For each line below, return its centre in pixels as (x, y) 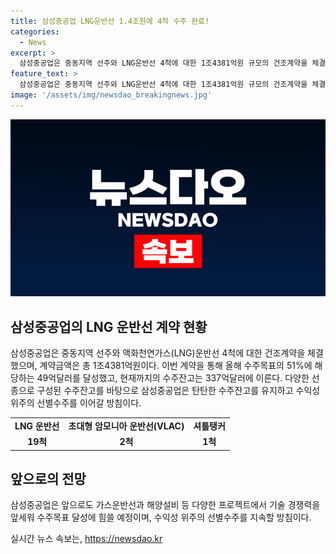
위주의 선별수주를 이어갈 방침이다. (76, 403)
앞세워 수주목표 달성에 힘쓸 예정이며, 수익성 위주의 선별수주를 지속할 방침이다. (161, 517)
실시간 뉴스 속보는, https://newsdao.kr (86, 539)
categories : (35, 31)
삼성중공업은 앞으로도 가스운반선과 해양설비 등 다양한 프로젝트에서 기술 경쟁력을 (165, 505)
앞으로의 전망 (48, 478)
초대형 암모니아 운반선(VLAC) (126, 426)
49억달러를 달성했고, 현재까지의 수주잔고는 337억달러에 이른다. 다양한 (173, 378)
